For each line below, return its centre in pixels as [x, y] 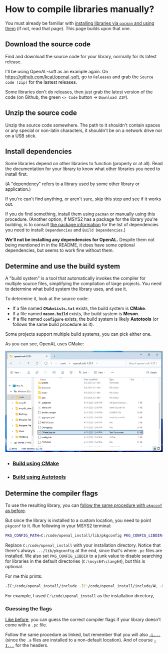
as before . [16, 511]
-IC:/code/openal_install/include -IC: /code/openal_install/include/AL [81, 586]
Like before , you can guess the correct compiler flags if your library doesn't [83, 620]
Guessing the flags [29, 608]
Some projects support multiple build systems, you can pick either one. [78, 334]
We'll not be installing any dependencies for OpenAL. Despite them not [80, 240]
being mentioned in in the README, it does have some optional [70, 245]
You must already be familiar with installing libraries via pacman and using [80, 23]
